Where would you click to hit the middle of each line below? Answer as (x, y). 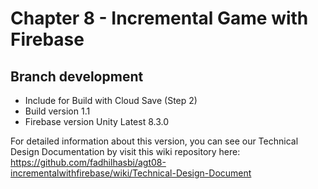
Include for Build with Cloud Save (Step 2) (111, 100)
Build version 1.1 (57, 111)
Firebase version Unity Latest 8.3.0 (96, 121)
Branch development (77, 76)
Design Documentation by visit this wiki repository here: (125, 151)
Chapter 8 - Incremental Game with (159, 18)
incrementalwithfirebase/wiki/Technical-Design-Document (131, 173)
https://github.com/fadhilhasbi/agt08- (88, 162)
